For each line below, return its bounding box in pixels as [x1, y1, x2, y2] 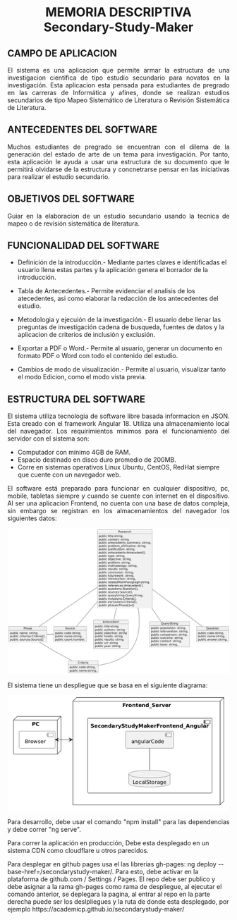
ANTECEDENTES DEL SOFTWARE [7, 124, 157, 136]
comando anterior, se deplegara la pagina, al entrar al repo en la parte [7, 890, 210, 899]
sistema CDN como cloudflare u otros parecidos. [7, 847, 150, 855]
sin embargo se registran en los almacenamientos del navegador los [7, 507, 230, 515]
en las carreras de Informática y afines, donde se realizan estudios [7, 89, 230, 97]
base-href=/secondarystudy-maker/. [7, 868, 114, 876]
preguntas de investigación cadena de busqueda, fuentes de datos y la [17, 323, 224, 331]
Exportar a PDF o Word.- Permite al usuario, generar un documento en [17, 344, 222, 352]
